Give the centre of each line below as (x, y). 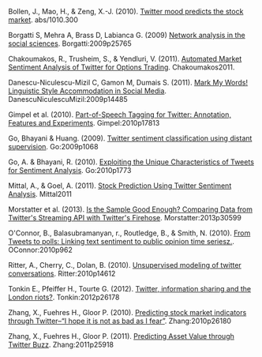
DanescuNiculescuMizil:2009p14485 (68, 99)
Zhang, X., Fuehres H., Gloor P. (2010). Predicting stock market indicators (127, 312)
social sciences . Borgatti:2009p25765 (70, 43)
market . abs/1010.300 (43, 20)
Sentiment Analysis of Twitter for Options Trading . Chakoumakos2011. (122, 67)
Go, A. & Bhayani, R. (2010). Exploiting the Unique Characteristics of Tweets (131, 162)
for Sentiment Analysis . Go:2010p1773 (70, 170)
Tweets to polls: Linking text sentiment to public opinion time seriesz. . (122, 241)
